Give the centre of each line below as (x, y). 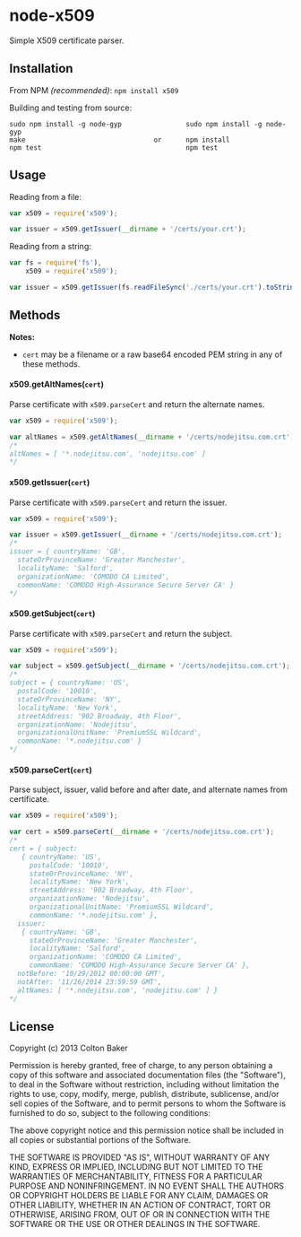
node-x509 (52, 16)
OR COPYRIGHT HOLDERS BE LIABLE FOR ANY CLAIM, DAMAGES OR (139, 1196)
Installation (41, 69)
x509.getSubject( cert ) (52, 614)
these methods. (51, 363)
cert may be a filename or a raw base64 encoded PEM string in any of (152, 354)
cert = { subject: (43, 849)
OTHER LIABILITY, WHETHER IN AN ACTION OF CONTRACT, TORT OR (140, 1205)
